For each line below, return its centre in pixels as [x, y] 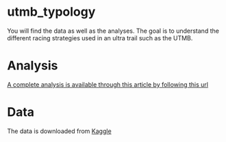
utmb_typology [51, 12]
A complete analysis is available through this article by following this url [108, 84]
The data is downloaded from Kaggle [59, 131]
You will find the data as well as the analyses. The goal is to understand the [113, 31]
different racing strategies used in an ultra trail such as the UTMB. [100, 38]
